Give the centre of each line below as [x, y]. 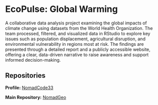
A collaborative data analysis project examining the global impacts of [76, 23]
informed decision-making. [33, 60]
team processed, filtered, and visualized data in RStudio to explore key [78, 33]
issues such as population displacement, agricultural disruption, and [75, 39]
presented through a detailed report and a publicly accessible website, [78, 49]
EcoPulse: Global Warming [61, 9]
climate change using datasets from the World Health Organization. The [79, 28]
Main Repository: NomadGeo [36, 97]
